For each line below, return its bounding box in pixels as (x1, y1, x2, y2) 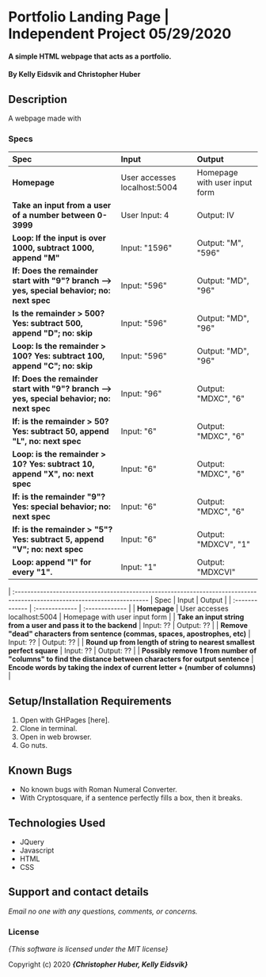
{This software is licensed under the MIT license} (8, 944, 169, 954)
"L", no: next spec (12, 436, 82, 447)
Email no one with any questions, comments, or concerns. (8, 906, 198, 916)
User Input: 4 (120, 210, 169, 221)
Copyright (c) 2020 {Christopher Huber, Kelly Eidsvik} (8, 960, 188, 969)
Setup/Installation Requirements (8, 694, 172, 707)
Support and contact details (8, 885, 149, 899)
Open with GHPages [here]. (19, 715, 110, 725)
